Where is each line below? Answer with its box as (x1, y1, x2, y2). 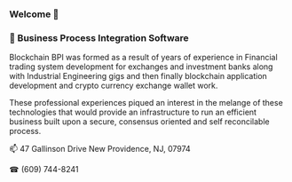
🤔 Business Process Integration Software (9, 31, 189, 44)
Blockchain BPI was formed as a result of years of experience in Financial (9, 52, 278, 63)
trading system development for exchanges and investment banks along (9, 61, 273, 72)
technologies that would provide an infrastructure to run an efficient (9, 107, 257, 118)
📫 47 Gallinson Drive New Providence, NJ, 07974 (9, 144, 191, 154)
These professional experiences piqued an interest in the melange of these (9, 98, 284, 108)
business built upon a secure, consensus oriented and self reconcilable (9, 116, 270, 127)
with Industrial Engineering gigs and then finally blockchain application (9, 71, 268, 82)
